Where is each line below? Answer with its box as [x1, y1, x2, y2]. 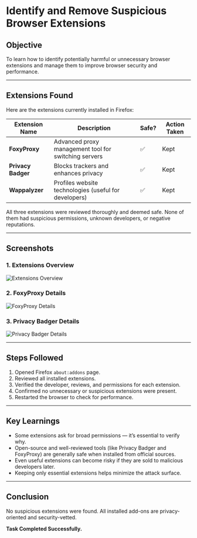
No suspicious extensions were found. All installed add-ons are [6, 507, 159, 514]
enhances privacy [53, 169, 103, 177]
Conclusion [6, 492, 49, 502]
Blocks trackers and [53, 162, 108, 170]
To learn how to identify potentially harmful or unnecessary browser [6, 56, 171, 62]
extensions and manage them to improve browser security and [6, 62, 158, 69]
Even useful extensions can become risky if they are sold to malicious [14, 457, 184, 464]
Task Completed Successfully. [6, 525, 82, 532]
